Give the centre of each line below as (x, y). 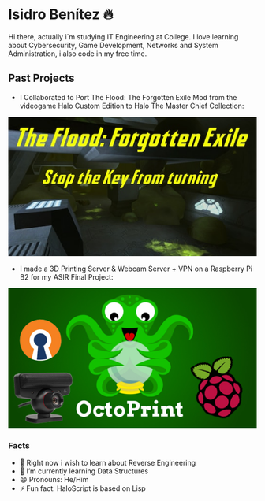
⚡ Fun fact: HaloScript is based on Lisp (82, 488)
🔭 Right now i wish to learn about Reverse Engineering (108, 463)
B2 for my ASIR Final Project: (66, 277)
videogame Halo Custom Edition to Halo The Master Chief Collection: (132, 106)
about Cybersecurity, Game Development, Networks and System (113, 45)
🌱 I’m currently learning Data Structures (84, 471)
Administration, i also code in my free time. (78, 54)
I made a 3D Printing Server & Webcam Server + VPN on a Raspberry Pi (136, 269)
